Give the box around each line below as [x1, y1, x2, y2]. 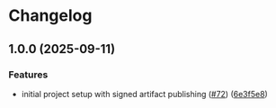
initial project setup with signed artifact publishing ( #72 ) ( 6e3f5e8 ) [21, 88, 269, 99]
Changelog [8, 5, 93, 26]
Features [8, 68, 49, 81]
